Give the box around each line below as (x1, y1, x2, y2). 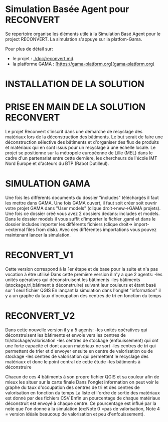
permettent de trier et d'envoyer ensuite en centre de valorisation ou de (5, 348, 153, 354)
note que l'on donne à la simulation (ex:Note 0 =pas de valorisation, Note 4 (5, 405, 160, 411)
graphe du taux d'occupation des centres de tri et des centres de (5, 384, 140, 390)
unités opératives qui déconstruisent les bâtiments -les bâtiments (5, 277, 140, 283)
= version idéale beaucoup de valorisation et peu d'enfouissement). (5, 411, 145, 417)
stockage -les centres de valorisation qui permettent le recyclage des (5, 353, 149, 359)
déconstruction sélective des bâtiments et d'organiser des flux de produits (5, 139, 159, 145)
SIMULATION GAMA (5, 178, 91, 189)
